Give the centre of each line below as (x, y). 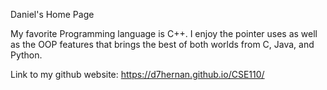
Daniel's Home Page (52, 14)
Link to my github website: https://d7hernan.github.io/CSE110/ (137, 74)
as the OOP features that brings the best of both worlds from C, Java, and (162, 44)
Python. (26, 55)
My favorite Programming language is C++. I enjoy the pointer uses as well (164, 33)
